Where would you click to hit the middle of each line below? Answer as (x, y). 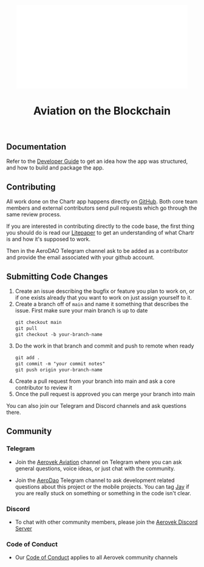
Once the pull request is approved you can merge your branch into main (105, 394)
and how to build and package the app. (55, 168)
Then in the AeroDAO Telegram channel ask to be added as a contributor (97, 251)
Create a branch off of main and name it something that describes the (102, 304)
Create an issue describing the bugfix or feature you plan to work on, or (105, 291)
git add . (28, 358)
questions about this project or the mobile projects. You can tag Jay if (102, 486)
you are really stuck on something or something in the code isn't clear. (103, 493)
